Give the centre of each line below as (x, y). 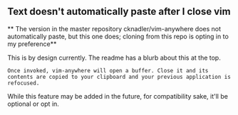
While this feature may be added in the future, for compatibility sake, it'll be (118, 96)
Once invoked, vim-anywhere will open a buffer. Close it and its (108, 70)
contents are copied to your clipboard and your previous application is (119, 77)
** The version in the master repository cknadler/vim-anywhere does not (114, 28)
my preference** (32, 44)
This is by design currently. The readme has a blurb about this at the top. (114, 57)
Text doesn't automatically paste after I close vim (119, 12)
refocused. (24, 83)
